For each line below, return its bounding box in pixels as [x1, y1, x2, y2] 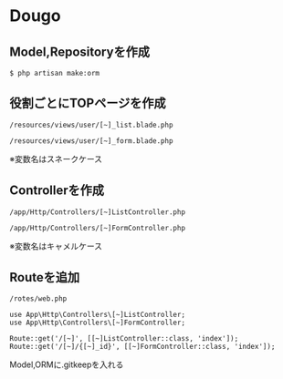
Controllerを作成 [9, 183, 105, 199]
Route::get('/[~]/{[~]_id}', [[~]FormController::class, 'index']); [9, 343, 276, 352]
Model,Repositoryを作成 [9, 44, 151, 59]
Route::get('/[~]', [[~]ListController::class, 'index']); [9, 334, 239, 343]
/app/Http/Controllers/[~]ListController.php [9, 207, 185, 217]
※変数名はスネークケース [9, 153, 103, 164]
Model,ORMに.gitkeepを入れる [9, 359, 124, 370]
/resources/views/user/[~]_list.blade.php [9, 120, 173, 129]
